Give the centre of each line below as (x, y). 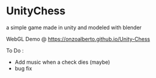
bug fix (23, 68)
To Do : (15, 50)
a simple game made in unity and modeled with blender (74, 27)
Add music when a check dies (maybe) (62, 62)
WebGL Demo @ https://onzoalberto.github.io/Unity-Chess (78, 39)
